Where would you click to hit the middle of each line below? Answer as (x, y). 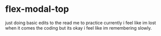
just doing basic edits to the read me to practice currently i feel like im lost (80, 23)
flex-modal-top (37, 9)
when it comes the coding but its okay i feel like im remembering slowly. (79, 28)
